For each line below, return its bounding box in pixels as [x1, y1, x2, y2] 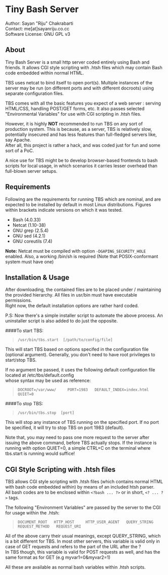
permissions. [5, 297, 32, 304]
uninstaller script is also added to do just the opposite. [5, 318, 118, 324]
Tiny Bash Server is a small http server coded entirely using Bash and [5, 59, 150, 65]
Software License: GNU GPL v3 [5, 31, 71, 37]
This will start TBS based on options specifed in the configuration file [5, 346, 149, 352]
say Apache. [5, 136, 31, 142]
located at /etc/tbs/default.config [5, 372, 74, 378]
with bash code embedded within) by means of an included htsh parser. [5, 484, 155, 490]
